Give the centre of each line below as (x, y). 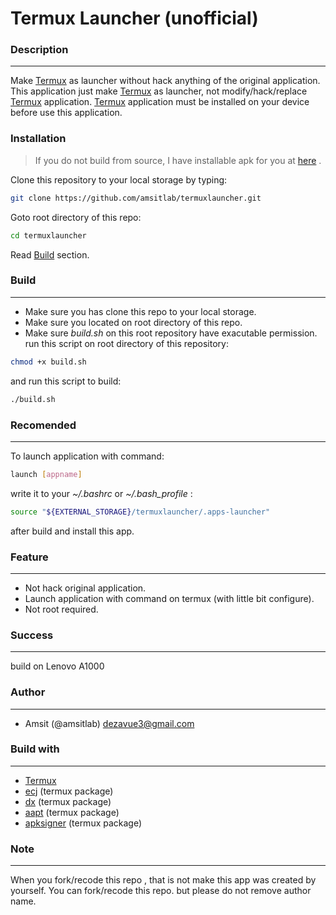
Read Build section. (50, 254)
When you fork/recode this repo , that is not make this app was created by (163, 880)
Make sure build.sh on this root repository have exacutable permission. (171, 333)
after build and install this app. (72, 531)
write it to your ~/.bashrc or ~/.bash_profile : (101, 493)
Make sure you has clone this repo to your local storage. (140, 311)
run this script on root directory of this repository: (126, 343)
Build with (35, 749)
